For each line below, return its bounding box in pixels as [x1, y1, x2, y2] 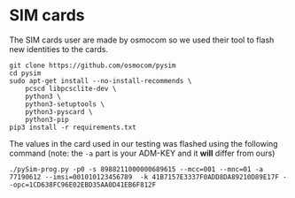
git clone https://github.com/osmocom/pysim [9, 61, 176, 70]
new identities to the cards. [9, 43, 109, 54]
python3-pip [25, 115, 69, 124]
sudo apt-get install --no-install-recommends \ [9, 76, 192, 85]
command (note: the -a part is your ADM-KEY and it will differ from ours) [9, 148, 276, 158]
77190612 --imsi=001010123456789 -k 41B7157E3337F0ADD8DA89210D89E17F [9, 172, 279, 181]
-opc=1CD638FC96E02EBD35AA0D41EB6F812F [9, 180, 157, 189]
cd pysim [9, 68, 42, 78]
